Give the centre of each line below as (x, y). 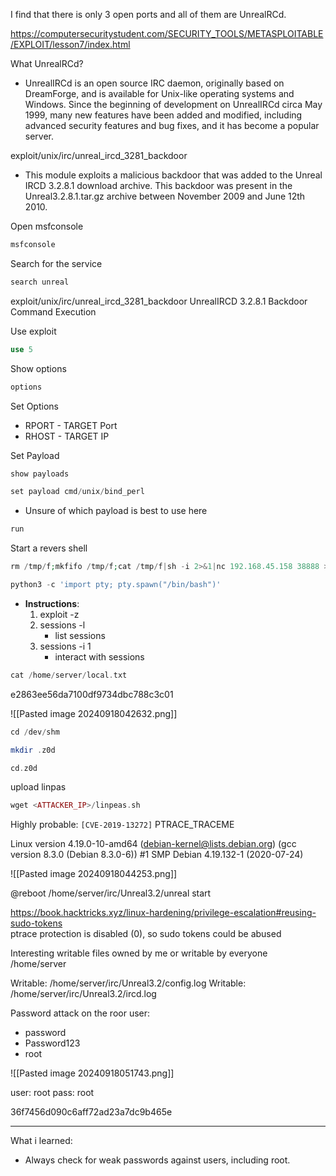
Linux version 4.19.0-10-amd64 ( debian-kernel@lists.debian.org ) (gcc (153, 844)
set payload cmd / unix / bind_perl (77, 492)
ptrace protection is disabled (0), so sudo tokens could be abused (146, 934)
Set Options (34, 406)
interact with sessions (99, 656)
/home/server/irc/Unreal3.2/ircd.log (83, 994)
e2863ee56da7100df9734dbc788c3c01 (92, 694)
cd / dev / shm (35, 732)
